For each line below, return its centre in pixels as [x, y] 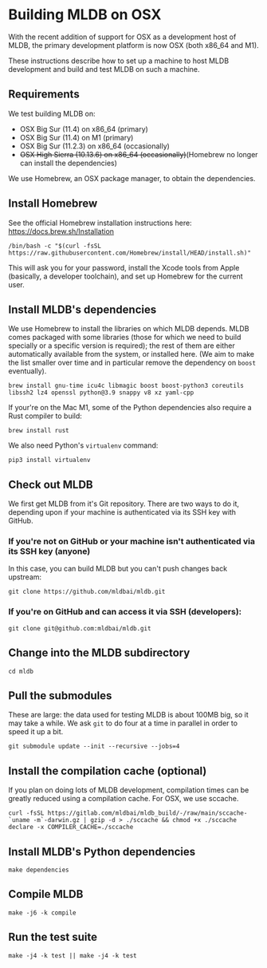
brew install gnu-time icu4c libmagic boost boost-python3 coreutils [126, 386]
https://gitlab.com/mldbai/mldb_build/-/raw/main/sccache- [147, 813]
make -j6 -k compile [43, 913]
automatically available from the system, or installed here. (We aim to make [132, 354]
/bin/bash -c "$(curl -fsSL [55, 246]
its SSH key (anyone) [49, 551]
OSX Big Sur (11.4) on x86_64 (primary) [84, 128]
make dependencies [39, 870]
